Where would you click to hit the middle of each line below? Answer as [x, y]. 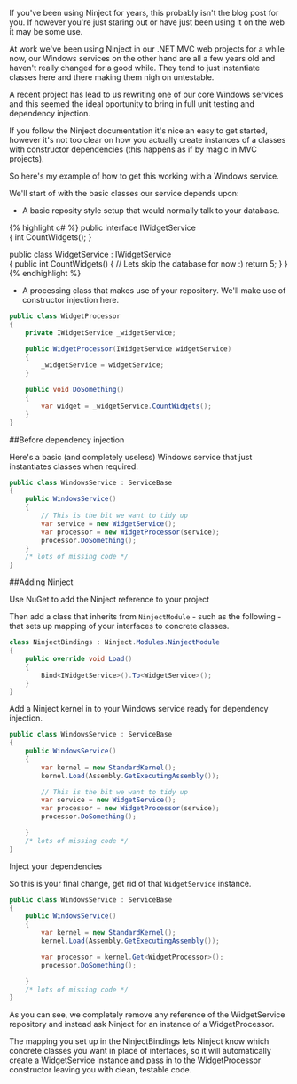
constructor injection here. [70, 300]
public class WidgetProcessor [65, 316]
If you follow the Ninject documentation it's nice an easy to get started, [139, 131]
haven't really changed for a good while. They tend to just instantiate [134, 68]
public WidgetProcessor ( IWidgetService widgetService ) [129, 349]
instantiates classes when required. [74, 466]
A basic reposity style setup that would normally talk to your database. [151, 211]
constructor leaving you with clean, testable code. [101, 1070]
